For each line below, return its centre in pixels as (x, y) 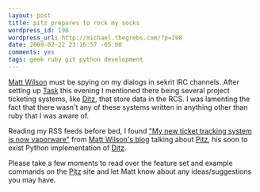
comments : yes (32, 52)
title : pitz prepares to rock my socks (74, 23)
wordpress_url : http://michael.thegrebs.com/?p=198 (95, 38)
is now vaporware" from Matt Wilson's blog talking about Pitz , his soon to (128, 139)
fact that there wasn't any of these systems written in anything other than (128, 107)
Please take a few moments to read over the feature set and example (120, 163)
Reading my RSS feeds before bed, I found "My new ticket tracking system (130, 130)
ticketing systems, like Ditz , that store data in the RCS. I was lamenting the (129, 99)
